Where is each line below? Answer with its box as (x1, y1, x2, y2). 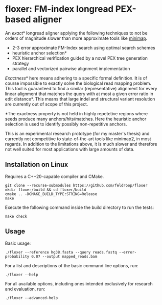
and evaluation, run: (5, 286, 46, 292)
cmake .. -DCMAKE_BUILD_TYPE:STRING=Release (5, 191, 97, 197)
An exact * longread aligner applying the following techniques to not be (5, 30, 148, 36)
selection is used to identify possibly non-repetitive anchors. (5, 121, 127, 127)
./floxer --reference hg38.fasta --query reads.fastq (5, 250, 117, 254)
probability (5, 254, 29, 259)
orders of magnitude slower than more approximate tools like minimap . (5, 35, 148, 41)
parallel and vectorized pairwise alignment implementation (12, 65, 131, 72)
